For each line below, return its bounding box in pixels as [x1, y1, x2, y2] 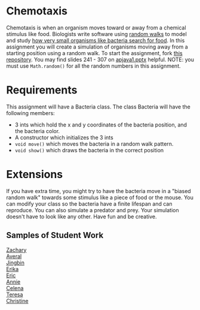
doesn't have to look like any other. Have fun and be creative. [6, 213, 157, 220]
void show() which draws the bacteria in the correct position [14, 146, 164, 154]
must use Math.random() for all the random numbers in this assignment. [6, 62, 181, 70]
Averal [6, 252, 22, 260]
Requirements [6, 83, 78, 97]
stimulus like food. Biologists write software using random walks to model [6, 30, 187, 37]
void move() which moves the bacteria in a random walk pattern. [14, 140, 174, 148]
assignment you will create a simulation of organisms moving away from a [6, 43, 188, 50]
